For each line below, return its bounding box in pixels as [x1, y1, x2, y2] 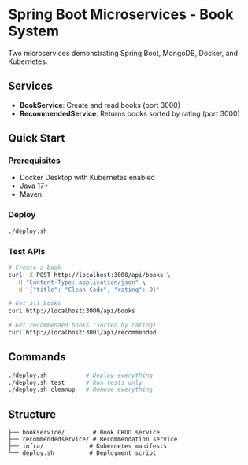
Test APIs [8, 245, 46, 256]
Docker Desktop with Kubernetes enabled [19, 173, 156, 183]
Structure [8, 408, 57, 421]
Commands [8, 350, 67, 364]
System [8, 22, 60, 40]
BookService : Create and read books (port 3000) [19, 100, 181, 109]
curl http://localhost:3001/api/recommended [8, 329, 157, 337]
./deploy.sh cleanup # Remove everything [8, 386, 154, 394]
